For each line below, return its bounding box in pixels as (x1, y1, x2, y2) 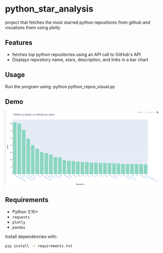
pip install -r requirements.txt (5, 243, 73, 248)
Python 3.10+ (12, 208, 39, 214)
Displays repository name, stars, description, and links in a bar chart (12, 57, 148, 63)
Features (5, 39, 33, 47)
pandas (12, 225, 26, 230)
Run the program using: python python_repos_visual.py (5, 83, 115, 89)
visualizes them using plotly (5, 24, 61, 30)
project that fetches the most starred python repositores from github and (5, 19, 150, 25)
